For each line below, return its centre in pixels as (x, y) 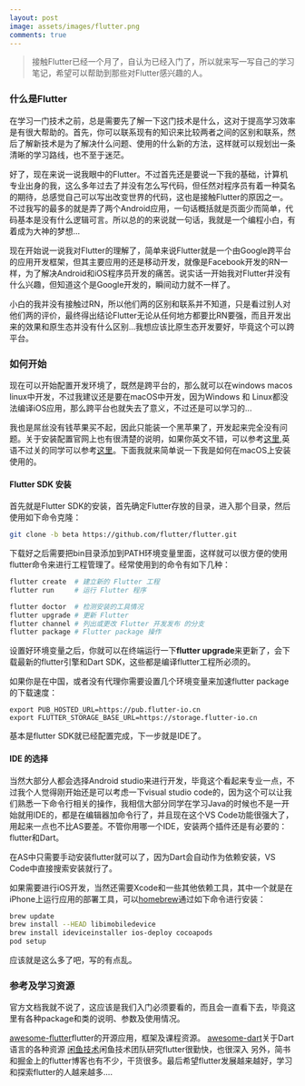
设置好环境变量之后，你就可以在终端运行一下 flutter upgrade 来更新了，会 (146, 651)
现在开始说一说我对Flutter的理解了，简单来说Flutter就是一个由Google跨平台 (151, 250)
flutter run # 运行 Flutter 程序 (78, 590)
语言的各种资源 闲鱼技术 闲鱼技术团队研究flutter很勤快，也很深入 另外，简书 (150, 1050)
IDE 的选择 (29, 758)
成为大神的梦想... (49, 231)
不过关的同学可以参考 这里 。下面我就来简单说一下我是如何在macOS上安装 (154, 450)
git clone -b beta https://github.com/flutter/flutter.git (123, 535)
